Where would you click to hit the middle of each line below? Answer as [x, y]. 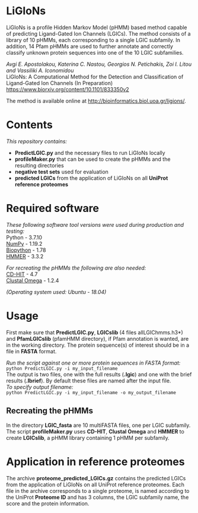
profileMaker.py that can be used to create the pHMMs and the [92, 159]
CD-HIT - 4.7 [22, 274]
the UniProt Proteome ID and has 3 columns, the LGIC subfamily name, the [98, 497]
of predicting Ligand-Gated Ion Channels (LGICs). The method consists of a [98, 33]
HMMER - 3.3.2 [25, 256]
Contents [30, 125]
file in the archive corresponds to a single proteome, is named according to [98, 490]
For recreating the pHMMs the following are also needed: [76, 268]
